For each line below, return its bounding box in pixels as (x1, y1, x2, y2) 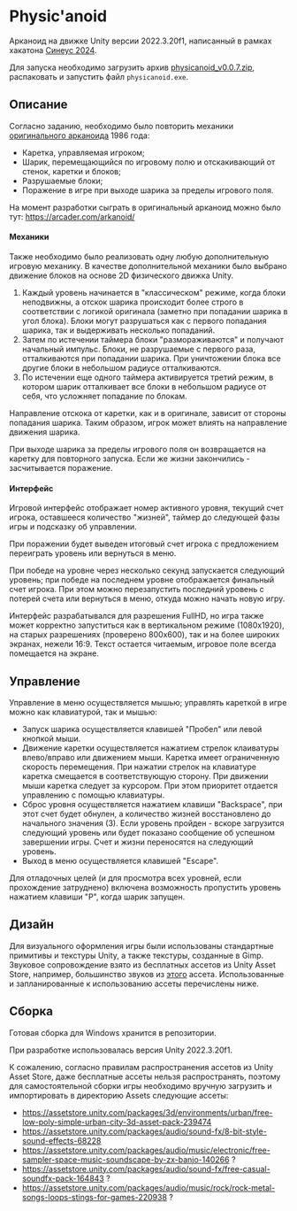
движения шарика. (9, 427, 80, 437)
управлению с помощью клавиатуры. (21, 790, 165, 800)
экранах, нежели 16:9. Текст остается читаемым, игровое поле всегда (9, 639, 277, 650)
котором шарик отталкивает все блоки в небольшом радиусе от (21, 381, 267, 391)
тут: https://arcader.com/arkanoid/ (9, 211, 135, 222)
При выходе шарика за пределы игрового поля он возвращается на (9, 444, 267, 454)
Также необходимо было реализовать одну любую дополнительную (9, 251, 270, 262)
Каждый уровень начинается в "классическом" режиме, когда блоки (21, 287, 286, 297)
